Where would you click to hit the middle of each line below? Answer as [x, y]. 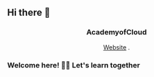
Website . [117, 47]
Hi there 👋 [29, 13]
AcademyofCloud [117, 32]
